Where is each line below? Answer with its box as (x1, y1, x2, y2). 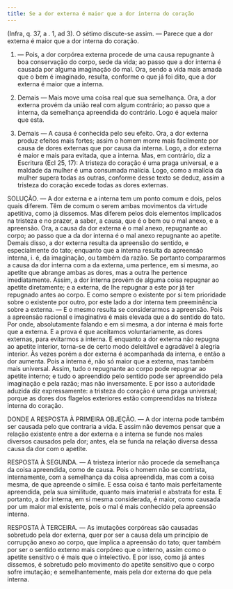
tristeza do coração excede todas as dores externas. (17, 180, 168, 189)
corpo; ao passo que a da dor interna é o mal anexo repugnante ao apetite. (7, 231, 222, 239)
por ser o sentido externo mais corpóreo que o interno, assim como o (7, 545, 207, 553)
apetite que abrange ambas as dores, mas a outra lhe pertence (7, 268, 188, 276)
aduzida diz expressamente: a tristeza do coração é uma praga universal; (7, 386, 218, 395)
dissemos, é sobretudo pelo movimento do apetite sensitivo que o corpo (7, 560, 215, 568)
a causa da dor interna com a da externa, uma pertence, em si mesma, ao (7, 260, 219, 269)
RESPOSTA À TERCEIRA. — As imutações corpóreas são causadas (7, 523, 199, 531)
